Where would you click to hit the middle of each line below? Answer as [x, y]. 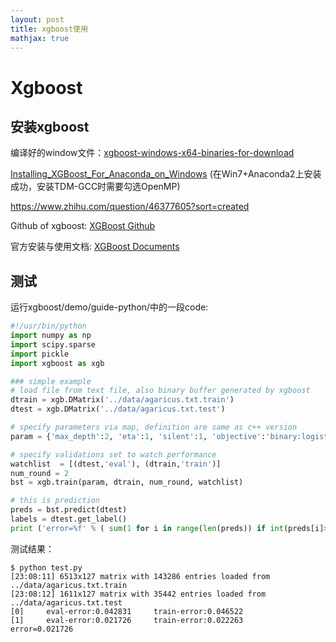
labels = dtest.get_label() [69, 519]
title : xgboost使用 [49, 29]
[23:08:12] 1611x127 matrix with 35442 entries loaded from [138, 594]
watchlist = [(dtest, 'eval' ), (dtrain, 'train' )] [116, 464]
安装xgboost [50, 126]
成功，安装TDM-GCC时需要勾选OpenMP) [95, 187]
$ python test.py [46, 567]
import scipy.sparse [53, 344]
